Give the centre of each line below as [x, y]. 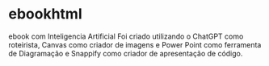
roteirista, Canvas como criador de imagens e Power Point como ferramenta [135, 44]
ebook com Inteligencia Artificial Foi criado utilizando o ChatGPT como [126, 36]
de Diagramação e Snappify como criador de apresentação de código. [126, 53]
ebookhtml [45, 14]
